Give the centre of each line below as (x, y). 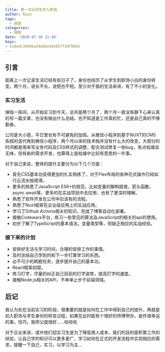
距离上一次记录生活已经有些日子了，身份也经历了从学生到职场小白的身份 (78, 80)
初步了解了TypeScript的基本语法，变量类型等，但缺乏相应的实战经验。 (83, 223)
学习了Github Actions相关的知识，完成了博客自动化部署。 (70, 211)
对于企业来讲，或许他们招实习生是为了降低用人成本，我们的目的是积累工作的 (82, 332)
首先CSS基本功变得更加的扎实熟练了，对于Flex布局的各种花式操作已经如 (85, 174)
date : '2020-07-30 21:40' (31, 37)
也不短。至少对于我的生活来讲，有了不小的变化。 (110, 86)
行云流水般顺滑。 (29, 180)
